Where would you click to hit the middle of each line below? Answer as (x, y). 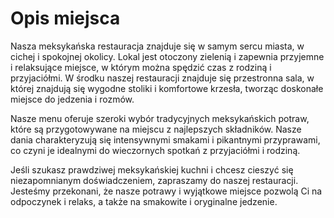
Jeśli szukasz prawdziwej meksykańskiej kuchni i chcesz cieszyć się (152, 169)
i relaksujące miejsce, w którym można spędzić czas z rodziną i (141, 67)
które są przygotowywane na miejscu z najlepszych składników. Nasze (156, 129)
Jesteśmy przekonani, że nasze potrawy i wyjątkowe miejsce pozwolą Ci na (166, 191)
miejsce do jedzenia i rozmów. (72, 99)
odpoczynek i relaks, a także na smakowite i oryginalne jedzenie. (144, 201)
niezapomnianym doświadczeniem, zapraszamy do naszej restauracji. (154, 180)
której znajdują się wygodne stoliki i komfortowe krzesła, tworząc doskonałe (167, 88)
